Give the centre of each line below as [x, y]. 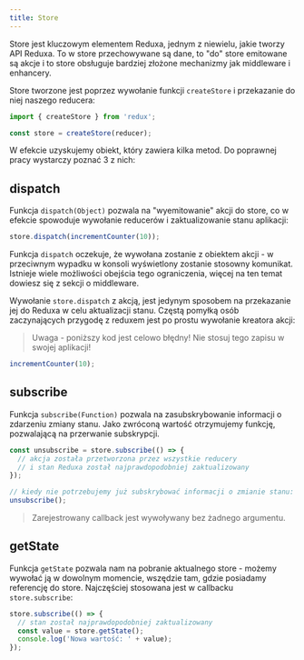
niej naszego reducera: [52, 100]
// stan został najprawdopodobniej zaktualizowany [115, 622]
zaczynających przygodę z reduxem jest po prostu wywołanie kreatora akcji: [152, 320]
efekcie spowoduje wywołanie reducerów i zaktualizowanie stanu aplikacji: [149, 220]
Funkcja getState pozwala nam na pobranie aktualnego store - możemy [143, 568]
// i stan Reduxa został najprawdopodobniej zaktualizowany [133, 467]
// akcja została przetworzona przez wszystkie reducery [127, 459]
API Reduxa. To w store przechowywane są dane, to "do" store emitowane [148, 53]
